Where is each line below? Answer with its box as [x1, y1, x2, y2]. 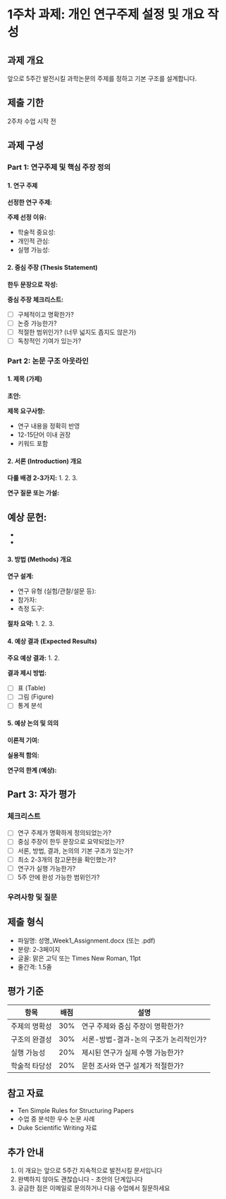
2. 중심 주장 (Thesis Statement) [7, 263, 99, 271]
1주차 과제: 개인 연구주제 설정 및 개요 [7, 6, 205, 23]
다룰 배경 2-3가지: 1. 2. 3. [7, 473, 78, 483]
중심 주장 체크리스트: [7, 295, 64, 304]
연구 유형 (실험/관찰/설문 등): [17, 587, 96, 595]
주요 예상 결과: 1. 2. [7, 654, 60, 662]
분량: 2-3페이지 [17, 945, 61, 953]
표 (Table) [17, 684, 46, 692]
